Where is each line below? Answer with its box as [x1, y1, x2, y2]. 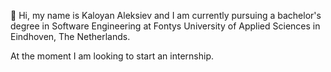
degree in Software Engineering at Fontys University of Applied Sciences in [10, 20, 321, 32]
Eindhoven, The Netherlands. [10, 31, 131, 42]
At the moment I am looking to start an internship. [10, 50, 214, 62]
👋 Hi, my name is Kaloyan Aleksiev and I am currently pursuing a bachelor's [10, 10, 322, 21]
